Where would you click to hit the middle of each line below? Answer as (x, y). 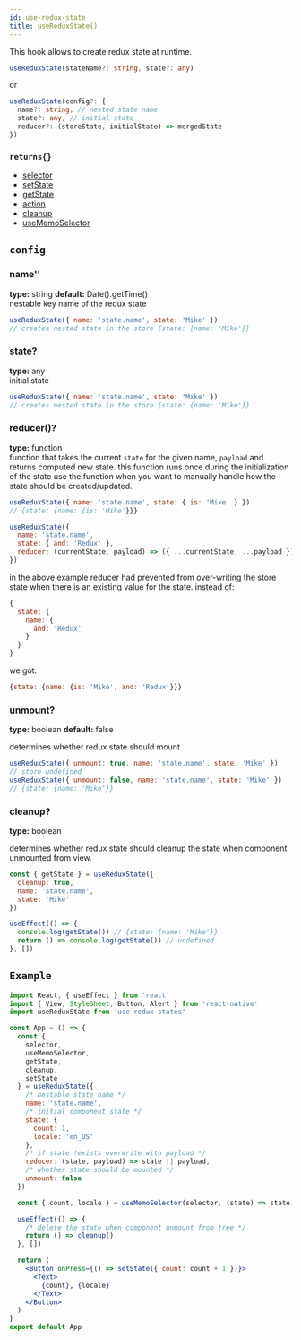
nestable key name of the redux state (78, 303)
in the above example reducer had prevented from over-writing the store (143, 577)
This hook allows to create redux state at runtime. (101, 51)
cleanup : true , (46, 882)
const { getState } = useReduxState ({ (82, 875)
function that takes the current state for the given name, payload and (137, 457)
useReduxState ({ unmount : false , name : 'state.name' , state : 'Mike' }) (146, 780)
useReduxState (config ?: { (57, 101)
